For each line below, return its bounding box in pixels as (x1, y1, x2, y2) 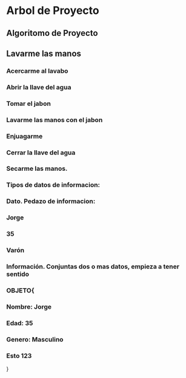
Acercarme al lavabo (6, 66, 68, 75)
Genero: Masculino (6, 335, 64, 343)
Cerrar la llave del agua (6, 148, 76, 157)
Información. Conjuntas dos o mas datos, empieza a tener (6, 262, 180, 270)
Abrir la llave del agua (6, 83, 71, 91)
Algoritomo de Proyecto (6, 28, 98, 38)
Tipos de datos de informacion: (6, 180, 101, 189)
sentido (6, 270, 29, 278)
